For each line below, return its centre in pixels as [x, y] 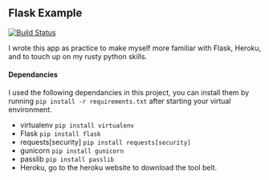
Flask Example [45, 13]
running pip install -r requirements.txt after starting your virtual [120, 101]
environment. [30, 110]
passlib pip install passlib [67, 159]
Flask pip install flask [61, 134]
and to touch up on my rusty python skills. [78, 56]
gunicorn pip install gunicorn [72, 150]
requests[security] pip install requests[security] [105, 142]
